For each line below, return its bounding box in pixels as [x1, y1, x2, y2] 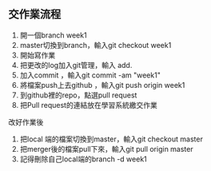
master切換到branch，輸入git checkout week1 [19, 40, 172, 50]
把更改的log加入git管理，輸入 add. [19, 60, 133, 70]
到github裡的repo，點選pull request [19, 90, 137, 100]
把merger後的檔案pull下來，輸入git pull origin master [19, 144, 193, 153]
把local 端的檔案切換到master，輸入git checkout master [19, 134, 204, 144]
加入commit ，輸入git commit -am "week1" [19, 70, 161, 80]
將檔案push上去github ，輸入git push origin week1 [19, 80, 185, 89]
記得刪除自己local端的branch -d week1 [19, 154, 148, 164]
